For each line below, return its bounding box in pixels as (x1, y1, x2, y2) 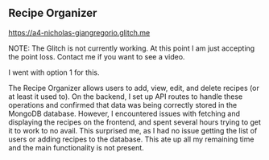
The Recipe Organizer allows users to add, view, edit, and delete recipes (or (8, 83, 259, 92)
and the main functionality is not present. (8, 142, 145, 152)
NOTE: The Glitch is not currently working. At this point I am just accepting (8, 43, 255, 53)
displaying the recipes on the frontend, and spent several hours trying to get (8, 117, 262, 127)
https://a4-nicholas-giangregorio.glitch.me (8, 27, 151, 37)
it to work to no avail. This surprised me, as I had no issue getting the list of (8, 125, 258, 135)
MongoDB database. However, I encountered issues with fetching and (8, 109, 240, 118)
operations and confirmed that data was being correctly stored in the (8, 100, 238, 109)
